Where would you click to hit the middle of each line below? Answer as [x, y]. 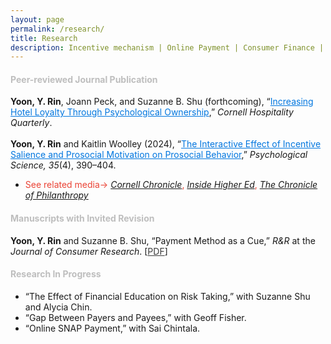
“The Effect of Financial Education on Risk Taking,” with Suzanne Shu [167, 296]
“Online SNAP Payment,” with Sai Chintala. [112, 328]
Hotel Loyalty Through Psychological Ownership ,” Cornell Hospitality [152, 112]
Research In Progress [56, 274]
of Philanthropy [56, 195]
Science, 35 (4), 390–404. [63, 165]
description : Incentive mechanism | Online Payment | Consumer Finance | [167, 47]
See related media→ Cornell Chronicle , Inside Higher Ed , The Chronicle [171, 185]
